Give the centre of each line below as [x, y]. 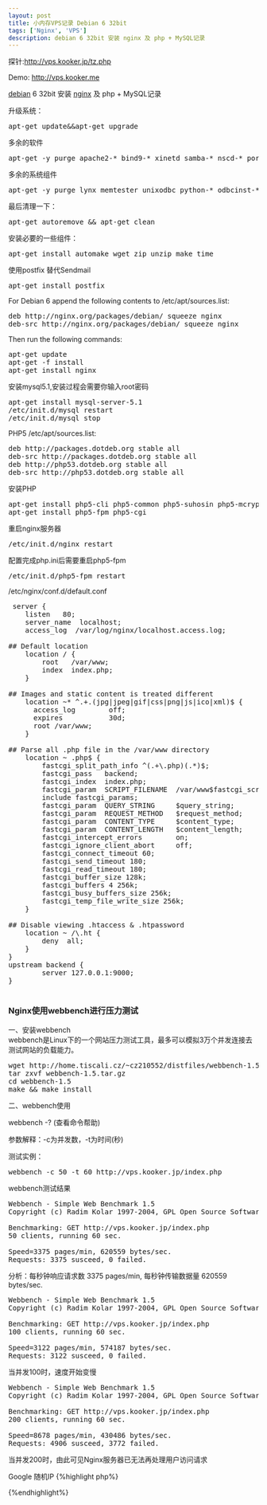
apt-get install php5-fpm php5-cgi [77, 512]
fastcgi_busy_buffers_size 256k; [107, 894]
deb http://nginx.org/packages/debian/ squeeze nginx [115, 316]
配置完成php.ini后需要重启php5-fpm [67, 560]
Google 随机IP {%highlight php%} [64, 1476]
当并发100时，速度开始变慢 [52, 1372]
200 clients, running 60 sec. [67, 1419]
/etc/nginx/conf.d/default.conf [58, 591]
